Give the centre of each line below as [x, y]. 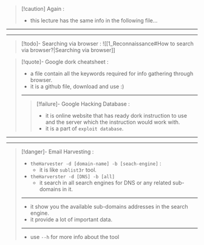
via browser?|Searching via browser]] [68, 50]
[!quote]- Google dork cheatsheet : [65, 62]
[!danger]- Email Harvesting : [57, 152]
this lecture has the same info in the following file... [94, 20]
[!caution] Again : [43, 9]
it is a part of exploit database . [84, 129]
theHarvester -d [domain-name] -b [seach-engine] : [96, 163]
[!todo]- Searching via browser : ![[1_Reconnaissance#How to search [107, 44]
